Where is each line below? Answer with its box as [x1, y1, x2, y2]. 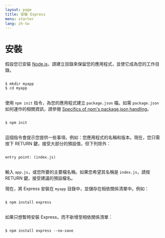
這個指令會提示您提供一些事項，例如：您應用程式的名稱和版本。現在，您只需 [5, 134, 160, 141]
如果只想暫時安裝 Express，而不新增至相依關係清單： [5, 214, 113, 220]
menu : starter [5, 16, 34, 21]
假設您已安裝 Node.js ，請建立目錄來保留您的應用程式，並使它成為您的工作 [5, 61, 156, 67]
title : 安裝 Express [5, 12, 46, 17]
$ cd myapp [5, 86, 27, 91]
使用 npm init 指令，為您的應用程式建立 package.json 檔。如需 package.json [5, 100, 159, 106]
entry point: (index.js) [5, 155, 56, 160]
